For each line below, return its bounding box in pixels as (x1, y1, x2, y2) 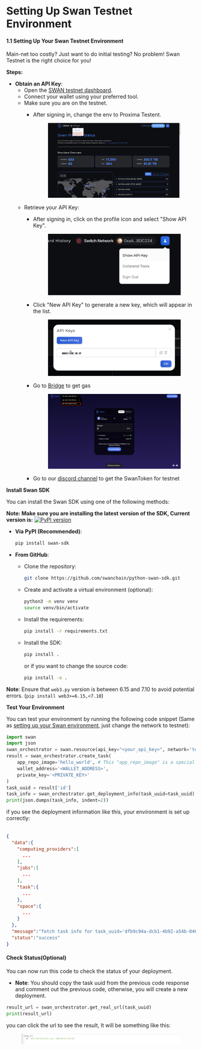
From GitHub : (14, 551, 49, 559)
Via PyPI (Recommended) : (14, 528, 82, 535)
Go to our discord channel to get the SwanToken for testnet (32, 475, 180, 482)
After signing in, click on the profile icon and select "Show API (32, 215, 186, 223)
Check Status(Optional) (6, 954, 67, 962)
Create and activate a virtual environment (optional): (23, 586, 153, 594)
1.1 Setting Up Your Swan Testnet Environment (6, 37, 124, 45)
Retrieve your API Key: (23, 204, 79, 211)
